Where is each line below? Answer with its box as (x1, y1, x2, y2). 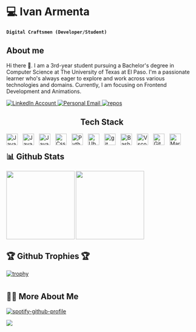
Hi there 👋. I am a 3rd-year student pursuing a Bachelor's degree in (6, 61, 175, 69)
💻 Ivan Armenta (6, 5, 90, 19)
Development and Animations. (6, 88, 82, 95)
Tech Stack (80, 117, 124, 128)
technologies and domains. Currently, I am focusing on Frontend (6, 81, 167, 88)
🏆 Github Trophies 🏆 (6, 251, 90, 261)
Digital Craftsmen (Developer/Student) (6, 29, 107, 35)
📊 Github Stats (6, 151, 65, 162)
